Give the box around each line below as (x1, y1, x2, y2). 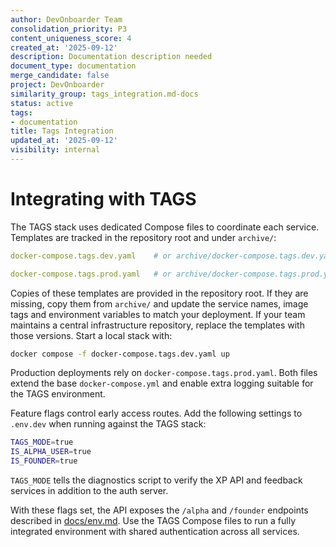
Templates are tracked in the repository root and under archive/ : (10, 231, 277, 243)
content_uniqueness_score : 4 (10, 33, 132, 43)
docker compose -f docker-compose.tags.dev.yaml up (10, 349, 230, 359)
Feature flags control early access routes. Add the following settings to (10, 407, 303, 420)
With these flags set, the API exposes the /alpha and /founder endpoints (10, 504, 309, 516)
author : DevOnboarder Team (10, 14, 123, 25)
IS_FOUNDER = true (10, 456, 78, 466)
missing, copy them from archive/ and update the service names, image (10, 297, 309, 310)
